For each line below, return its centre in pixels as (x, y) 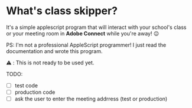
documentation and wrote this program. (54, 51)
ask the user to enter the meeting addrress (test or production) (91, 99)
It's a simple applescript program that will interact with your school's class (96, 27)
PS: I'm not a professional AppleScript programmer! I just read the (86, 45)
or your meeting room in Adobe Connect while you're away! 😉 (83, 33)
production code (35, 92)
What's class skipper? (62, 11)
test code (26, 85)
